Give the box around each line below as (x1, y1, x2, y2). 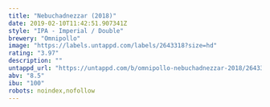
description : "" (8, 57, 63, 65)
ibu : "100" (8, 79, 45, 87)
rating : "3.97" (8, 49, 59, 57)
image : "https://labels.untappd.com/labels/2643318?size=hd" (8, 42, 218, 50)
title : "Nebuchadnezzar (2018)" (8, 11, 117, 20)
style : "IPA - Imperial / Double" (8, 27, 125, 35)
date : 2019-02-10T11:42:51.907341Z (8, 19, 128, 27)
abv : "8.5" (8, 72, 45, 80)
